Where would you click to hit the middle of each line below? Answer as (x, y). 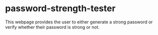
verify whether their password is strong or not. (52, 27)
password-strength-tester (60, 9)
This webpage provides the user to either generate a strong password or (79, 22)
